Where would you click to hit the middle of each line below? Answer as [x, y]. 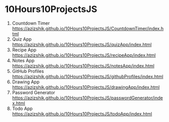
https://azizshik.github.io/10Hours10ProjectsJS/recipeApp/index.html [84, 55]
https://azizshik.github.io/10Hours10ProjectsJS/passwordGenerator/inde [87, 98]
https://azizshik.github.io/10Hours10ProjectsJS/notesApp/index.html [83, 66]
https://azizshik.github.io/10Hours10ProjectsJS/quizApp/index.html [82, 44]
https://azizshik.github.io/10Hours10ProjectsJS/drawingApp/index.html [86, 87]
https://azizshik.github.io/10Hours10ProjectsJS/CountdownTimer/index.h [88, 28]
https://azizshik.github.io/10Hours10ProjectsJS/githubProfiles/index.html [88, 76]
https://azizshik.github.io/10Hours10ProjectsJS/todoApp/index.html [82, 113]
